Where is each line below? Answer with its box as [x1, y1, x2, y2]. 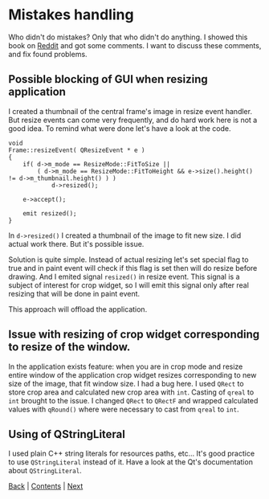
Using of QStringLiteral [8, 427, 126, 441]
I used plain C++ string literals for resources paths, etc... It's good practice [8, 448, 255, 459]
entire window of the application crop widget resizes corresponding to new [8, 370, 257, 379]
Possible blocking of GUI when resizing [8, 72, 209, 86]
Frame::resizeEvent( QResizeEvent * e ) [8, 146, 146, 154]
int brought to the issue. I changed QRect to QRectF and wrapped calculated [8, 395, 259, 405]
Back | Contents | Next [8, 481, 84, 491]
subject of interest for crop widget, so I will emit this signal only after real [8, 280, 249, 290]
